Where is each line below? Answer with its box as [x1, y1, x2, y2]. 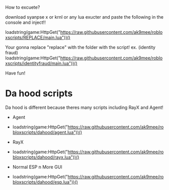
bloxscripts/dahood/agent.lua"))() [12, 129, 82, 135]
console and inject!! [5, 20, 46, 25]
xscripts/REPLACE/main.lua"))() [5, 35, 70, 40]
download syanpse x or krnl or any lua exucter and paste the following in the [5, 14, 163, 20]
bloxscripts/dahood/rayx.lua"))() [12, 154, 79, 160]
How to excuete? [5, 5, 40, 10]
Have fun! [5, 70, 26, 76]
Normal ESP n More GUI [12, 164, 62, 170]
